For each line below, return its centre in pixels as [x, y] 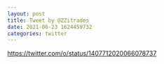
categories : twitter [37, 33]
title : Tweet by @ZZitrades [48, 20]
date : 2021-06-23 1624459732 [50, 27]
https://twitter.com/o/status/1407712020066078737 [82, 53]
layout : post [26, 14]
